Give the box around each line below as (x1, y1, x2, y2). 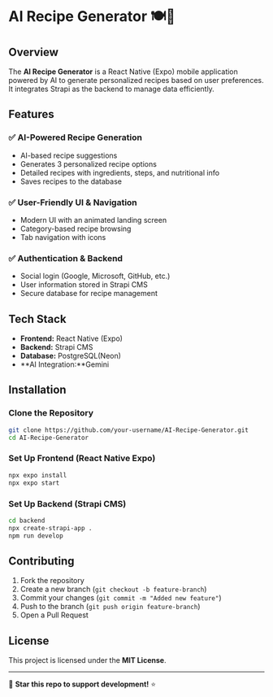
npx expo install (8, 471, 67, 479)
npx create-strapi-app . (8, 524, 93, 532)
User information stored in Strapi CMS (19, 280, 148, 290)
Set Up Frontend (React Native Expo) (8, 453, 156, 464)
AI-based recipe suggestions (19, 150, 118, 160)
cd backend (8, 516, 45, 525)
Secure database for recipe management (19, 289, 158, 298)
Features (8, 107, 54, 121)
